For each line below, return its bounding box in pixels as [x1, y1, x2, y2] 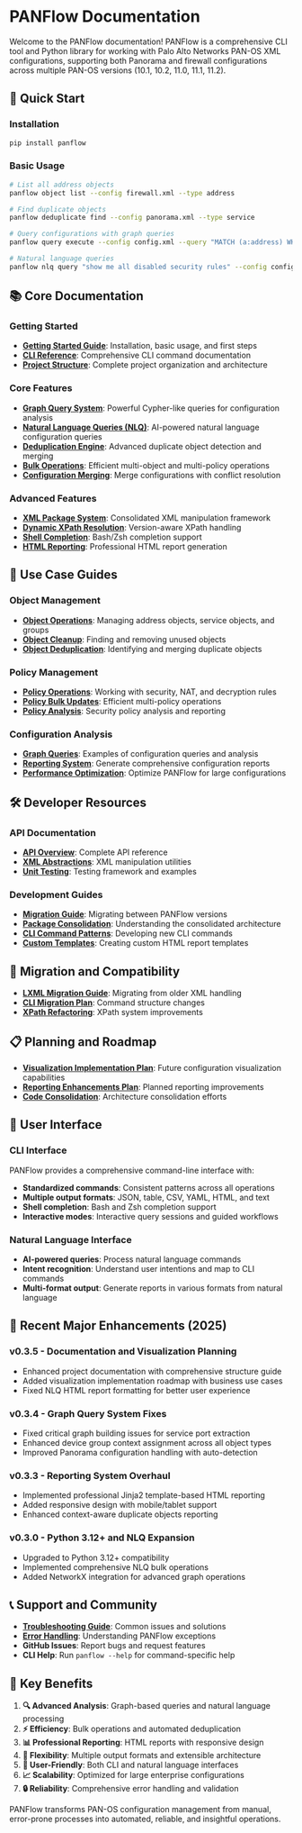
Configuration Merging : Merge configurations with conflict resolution [22, 469, 281, 480]
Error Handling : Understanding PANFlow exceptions [22, 1630, 217, 1641]
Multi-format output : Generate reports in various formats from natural [22, 1282, 283, 1293]
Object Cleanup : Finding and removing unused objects [22, 633, 226, 645]
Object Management [9, 594, 101, 607]
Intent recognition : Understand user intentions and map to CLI [22, 1263, 254, 1274]
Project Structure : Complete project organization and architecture [22, 359, 268, 370]
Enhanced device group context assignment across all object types [22, 1437, 272, 1447]
